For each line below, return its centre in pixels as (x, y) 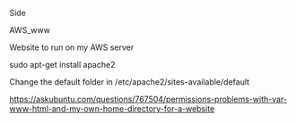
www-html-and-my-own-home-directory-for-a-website (112, 109)
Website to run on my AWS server (72, 47)
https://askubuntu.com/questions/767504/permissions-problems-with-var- (148, 99)
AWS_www (30, 30)
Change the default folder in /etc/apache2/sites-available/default (129, 82)
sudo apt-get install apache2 (62, 65)
